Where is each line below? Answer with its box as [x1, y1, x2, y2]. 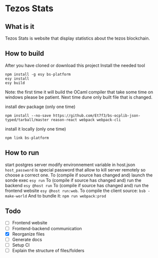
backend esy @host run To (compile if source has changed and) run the [5, 182, 149, 188]
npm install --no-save [5, 113, 51, 118]
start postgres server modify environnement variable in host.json [5, 162, 136, 168]
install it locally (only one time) [5, 126, 66, 132]
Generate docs [12, 236, 42, 242]
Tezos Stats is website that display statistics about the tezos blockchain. [5, 35, 150, 41]
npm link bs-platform [5, 135, 49, 140]
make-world [5, 193, 27, 198]
